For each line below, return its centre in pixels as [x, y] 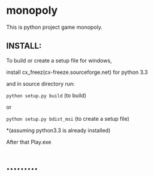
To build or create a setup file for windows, [59, 60]
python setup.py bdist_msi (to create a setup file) [68, 118]
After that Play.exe [29, 142]
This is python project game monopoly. [55, 27]
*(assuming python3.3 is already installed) [58, 130]
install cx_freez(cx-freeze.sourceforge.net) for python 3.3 [77, 72]
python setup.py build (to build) [46, 95]
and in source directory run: [40, 83]
